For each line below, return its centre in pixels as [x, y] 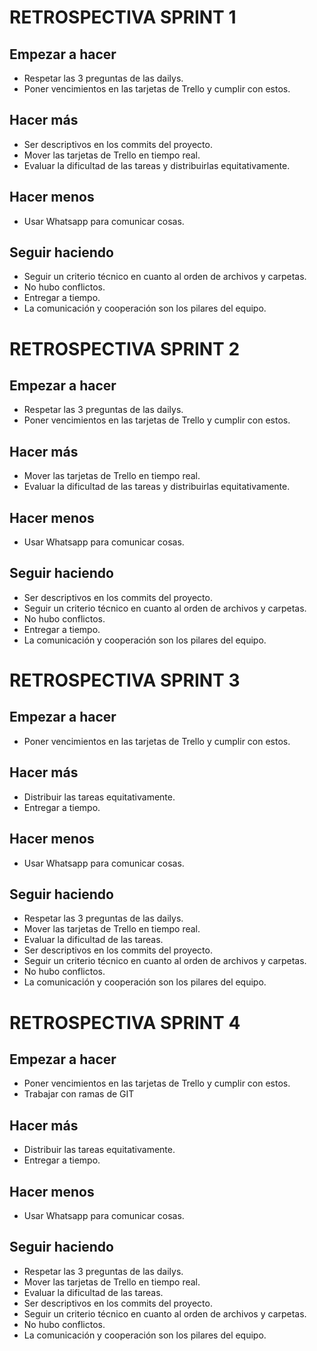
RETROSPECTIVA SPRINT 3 [125, 680]
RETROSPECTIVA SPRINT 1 [123, 17]
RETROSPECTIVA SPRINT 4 [125, 1022]
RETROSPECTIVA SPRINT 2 [125, 348]
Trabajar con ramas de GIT [79, 1094]
